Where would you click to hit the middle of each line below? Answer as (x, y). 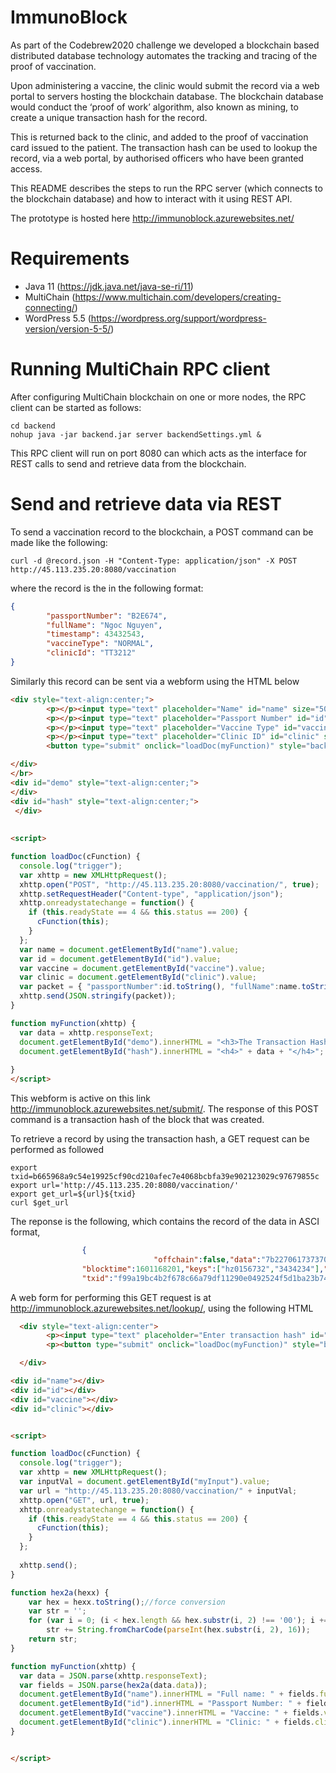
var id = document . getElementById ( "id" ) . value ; (120, 959)
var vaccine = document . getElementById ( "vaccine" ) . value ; (143, 968)
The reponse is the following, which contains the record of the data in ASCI (165, 1221)
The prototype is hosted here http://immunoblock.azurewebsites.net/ (152, 218)
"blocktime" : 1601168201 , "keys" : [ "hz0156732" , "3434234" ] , (203, 1269)
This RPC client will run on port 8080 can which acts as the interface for (159, 453)
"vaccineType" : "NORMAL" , (100, 644)
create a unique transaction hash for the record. (109, 117)
